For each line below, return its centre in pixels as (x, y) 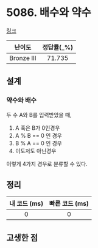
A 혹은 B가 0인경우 (37, 128)
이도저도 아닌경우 (36, 151)
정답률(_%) (58, 47)
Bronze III (23, 58)
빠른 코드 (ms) (69, 204)
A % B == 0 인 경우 (38, 135)
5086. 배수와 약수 (49, 13)
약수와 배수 (22, 100)
